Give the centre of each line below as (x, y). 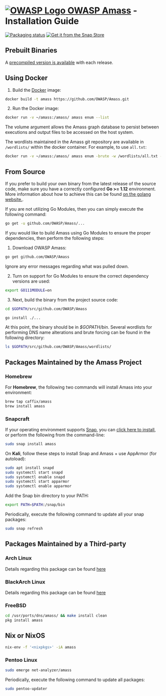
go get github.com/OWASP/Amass (37, 257)
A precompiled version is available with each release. (59, 62)
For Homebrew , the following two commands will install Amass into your (79, 387)
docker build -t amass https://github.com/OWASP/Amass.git (67, 99)
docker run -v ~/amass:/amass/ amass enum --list (57, 117)
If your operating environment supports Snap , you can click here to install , (81, 429)
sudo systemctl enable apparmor (38, 486)
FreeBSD (16, 605)
